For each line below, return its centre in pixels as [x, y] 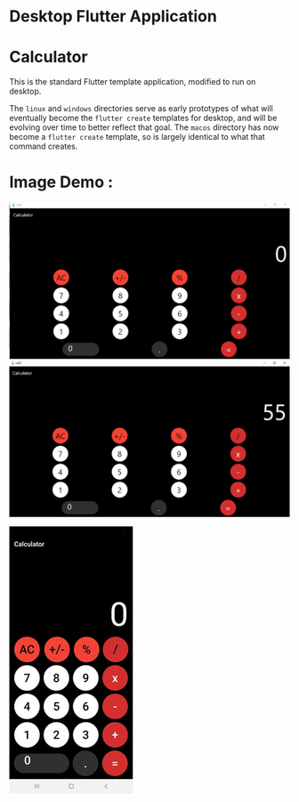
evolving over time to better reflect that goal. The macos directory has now [144, 127]
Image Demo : [61, 182]
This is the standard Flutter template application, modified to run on [133, 82]
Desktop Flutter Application [113, 16]
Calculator [48, 57]
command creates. [44, 146]
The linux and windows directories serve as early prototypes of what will [141, 109]
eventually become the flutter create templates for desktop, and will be [143, 118]
